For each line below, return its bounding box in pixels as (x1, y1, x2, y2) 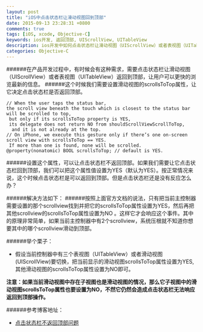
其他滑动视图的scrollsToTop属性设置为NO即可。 (14, 265, 134, 272)
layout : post (6, 8, 39, 15)
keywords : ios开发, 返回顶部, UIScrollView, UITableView (6, 37, 147, 43)
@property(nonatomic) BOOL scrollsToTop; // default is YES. (6, 147, 164, 154)
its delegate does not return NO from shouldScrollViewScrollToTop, (8, 121, 185, 127)
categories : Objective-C (6, 48, 69, 54)
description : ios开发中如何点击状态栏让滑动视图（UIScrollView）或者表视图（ (6, 43, 185, 49)
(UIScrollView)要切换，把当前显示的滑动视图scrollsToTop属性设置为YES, (14, 258, 195, 265)
